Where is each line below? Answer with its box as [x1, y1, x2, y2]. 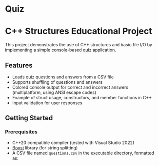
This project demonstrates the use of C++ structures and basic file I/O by [5, 42, 153, 48]
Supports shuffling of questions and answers [12, 79, 103, 85]
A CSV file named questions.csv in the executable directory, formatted [12, 150, 155, 156]
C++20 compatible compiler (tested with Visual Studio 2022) [12, 140, 135, 146]
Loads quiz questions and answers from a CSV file [12, 74, 114, 80]
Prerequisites [5, 128, 38, 135]
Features [5, 61, 33, 69]
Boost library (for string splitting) [12, 145, 78, 150]
